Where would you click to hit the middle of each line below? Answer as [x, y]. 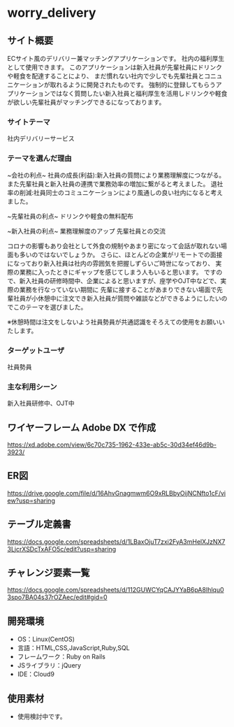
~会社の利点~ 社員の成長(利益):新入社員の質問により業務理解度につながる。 [116, 175]
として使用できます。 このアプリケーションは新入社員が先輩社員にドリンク [115, 67]
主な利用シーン [32, 387]
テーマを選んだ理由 [39, 159]
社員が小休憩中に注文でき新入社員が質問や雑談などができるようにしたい [117, 298]
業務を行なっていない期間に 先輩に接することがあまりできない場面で [118, 289]
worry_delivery [52, 13]
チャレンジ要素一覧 [49, 573]
